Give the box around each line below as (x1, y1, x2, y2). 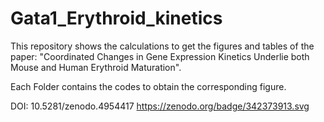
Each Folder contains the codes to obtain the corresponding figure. (10, 80, 287, 92)
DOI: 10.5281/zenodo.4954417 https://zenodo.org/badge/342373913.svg (10, 100, 310, 112)
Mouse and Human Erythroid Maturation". (10, 61, 182, 73)
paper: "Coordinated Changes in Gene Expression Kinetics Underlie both (10, 50, 310, 62)
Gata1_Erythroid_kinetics (10, 7, 223, 30)
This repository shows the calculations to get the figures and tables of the (10, 40, 315, 52)
